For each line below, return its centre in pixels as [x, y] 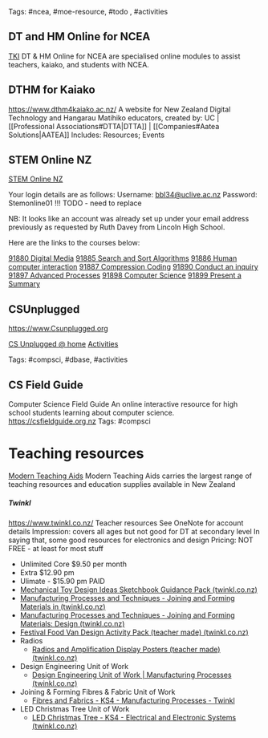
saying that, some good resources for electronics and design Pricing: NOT [131, 540]
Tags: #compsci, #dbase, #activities [68, 359]
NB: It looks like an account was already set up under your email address [129, 219]
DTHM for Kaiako [52, 90]
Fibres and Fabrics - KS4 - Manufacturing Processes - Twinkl [133, 700]
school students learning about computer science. [91, 413]
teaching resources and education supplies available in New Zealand [122, 484]
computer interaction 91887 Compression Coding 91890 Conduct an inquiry [133, 267]
